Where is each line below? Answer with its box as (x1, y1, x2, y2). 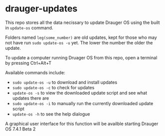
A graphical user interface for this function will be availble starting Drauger (5, 121, 159, 127)
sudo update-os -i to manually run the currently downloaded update (12, 100, 154, 106)
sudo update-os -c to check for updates (12, 84, 95, 90)
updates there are (12, 95, 49, 101)
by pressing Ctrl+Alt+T (5, 60, 52, 66)
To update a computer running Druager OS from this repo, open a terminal (5, 54, 158, 60)
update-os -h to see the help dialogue (12, 111, 91, 117)
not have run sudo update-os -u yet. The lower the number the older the (5, 39, 153, 45)
